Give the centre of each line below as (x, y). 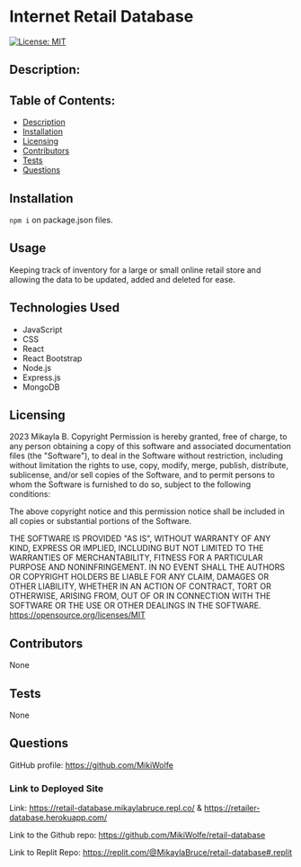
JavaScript (42, 330)
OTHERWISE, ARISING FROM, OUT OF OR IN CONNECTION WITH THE (140, 596)
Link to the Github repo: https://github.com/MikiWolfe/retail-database (137, 835)
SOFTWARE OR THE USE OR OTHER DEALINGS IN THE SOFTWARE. (135, 606)
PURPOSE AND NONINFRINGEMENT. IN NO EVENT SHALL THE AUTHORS (147, 567)
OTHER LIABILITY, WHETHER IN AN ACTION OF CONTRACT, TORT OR (140, 586)
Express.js (41, 377)
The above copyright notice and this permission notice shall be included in (147, 511)
